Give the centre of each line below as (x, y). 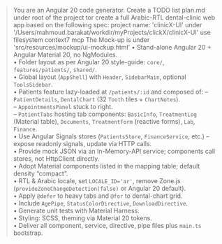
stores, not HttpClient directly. (56, 159)
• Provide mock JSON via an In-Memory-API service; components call (114, 151)
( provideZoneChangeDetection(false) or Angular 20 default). (99, 188)
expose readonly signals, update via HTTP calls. (82, 144)
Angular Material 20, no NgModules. (65, 55)
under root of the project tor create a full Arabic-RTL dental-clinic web (114, 17)
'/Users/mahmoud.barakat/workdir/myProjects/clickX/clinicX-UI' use (112, 32)
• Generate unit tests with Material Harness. (76, 210)
